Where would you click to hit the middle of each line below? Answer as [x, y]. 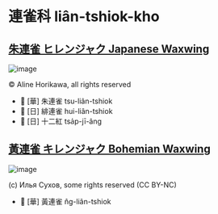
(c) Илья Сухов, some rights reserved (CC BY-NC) [93, 185]
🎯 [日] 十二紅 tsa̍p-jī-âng [61, 121]
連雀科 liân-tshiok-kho [84, 17]
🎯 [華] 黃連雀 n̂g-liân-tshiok [65, 201]
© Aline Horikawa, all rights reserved [70, 84]
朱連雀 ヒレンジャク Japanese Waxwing [109, 49]
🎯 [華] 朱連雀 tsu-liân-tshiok [66, 101]
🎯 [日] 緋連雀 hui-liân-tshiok [66, 111]
